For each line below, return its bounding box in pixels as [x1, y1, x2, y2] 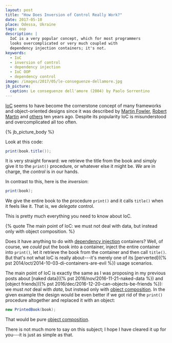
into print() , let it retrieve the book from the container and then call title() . [5, 249, 167, 255]
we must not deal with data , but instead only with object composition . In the [5, 286, 165, 292]
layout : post [5, 7, 33, 13]
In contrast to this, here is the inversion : [5, 179, 89, 185]
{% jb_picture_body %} [5, 128, 55, 135]
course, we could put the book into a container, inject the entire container [5, 244, 160, 250]
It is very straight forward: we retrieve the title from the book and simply [5, 158, 157, 164]
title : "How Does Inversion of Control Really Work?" [5, 12, 123, 17]
